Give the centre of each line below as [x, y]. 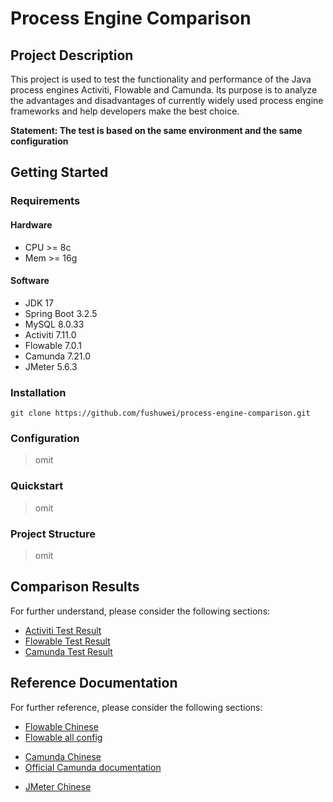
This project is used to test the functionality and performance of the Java [161, 79]
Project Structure [53, 534]
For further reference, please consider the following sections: [136, 707]
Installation [38, 392]
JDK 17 [39, 303]
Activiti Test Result [63, 630]
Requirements [45, 201]
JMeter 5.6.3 [51, 366]
